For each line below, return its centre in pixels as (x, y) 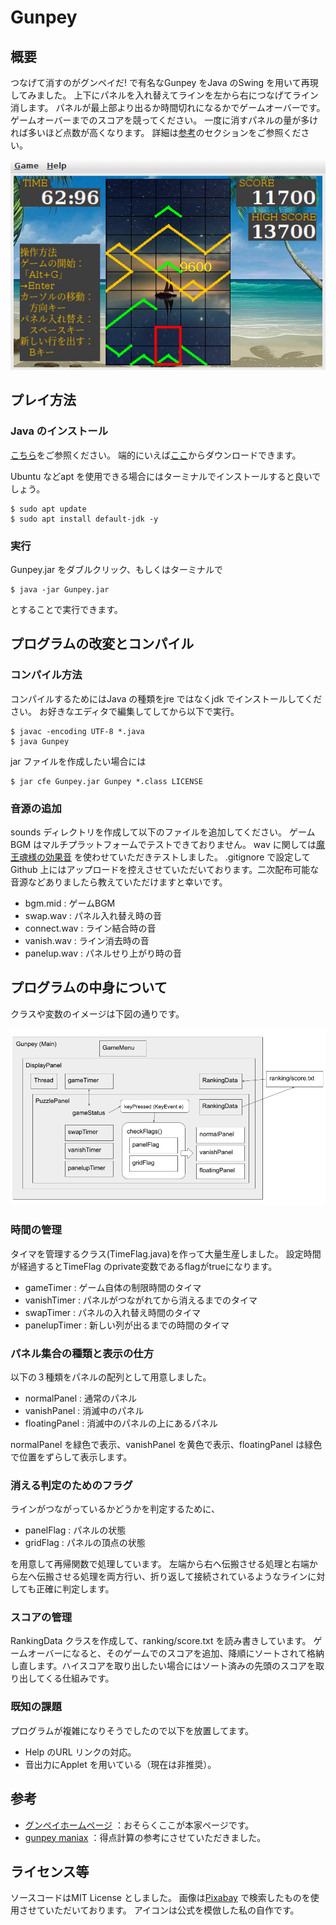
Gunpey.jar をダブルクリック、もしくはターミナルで (116, 569)
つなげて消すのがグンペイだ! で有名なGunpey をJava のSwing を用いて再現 (164, 82)
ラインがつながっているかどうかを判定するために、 (115, 1509)
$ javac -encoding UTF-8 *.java (77, 731)
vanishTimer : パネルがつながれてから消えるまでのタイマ (141, 1300)
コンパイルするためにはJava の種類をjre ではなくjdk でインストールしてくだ (166, 698)
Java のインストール (59, 431)
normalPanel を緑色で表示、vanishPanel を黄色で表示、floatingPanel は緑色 (166, 1444)
